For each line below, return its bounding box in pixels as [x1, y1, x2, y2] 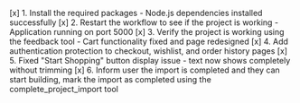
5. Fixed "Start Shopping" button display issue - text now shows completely [9, 56, 291, 65]
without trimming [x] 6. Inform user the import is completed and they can [9, 64, 280, 75]
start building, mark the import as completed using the [9, 74, 212, 84]
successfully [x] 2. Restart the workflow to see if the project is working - [9, 17, 278, 28]
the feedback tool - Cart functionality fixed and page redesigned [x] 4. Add [9, 36, 289, 47]
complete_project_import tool [9, 84, 119, 94]
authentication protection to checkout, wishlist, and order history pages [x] [9, 46, 287, 56]
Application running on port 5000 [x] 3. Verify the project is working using [9, 27, 285, 37]
